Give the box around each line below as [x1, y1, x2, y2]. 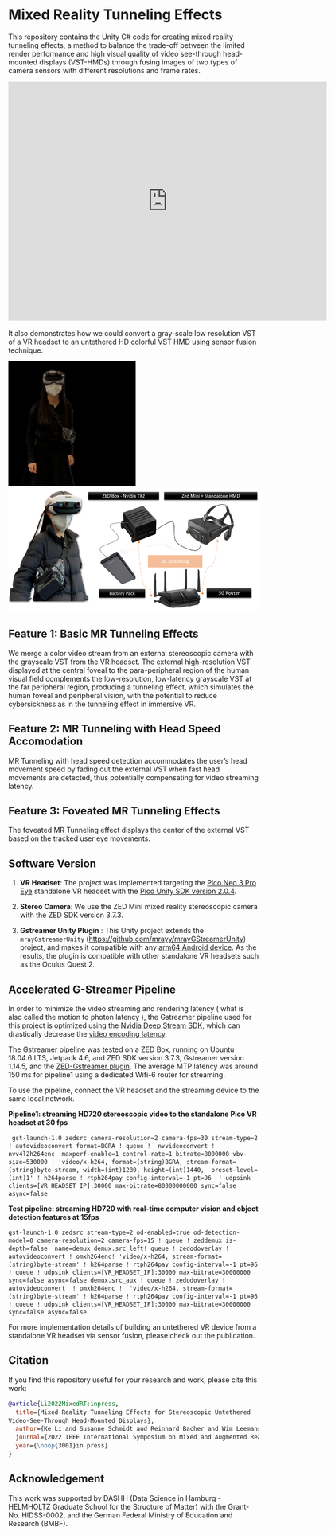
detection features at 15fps [8, 1213, 99, 1221]
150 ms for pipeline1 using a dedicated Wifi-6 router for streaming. [8, 1070, 225, 1080]
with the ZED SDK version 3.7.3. [19, 910, 123, 920]
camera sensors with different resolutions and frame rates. [8, 65, 201, 75]
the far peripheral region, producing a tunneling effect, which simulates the [8, 682, 254, 692]
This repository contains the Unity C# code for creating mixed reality [8, 32, 233, 41]
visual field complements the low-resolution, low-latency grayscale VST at [8, 674, 252, 683]
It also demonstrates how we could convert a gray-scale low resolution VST [8, 328, 256, 338]
